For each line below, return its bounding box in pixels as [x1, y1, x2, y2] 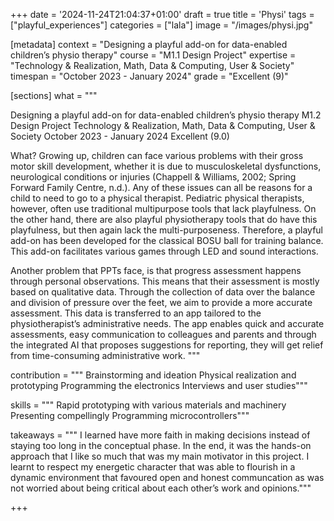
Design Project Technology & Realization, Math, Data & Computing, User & [10, 120, 316, 131]
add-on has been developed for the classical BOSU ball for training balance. [10, 235, 324, 246]
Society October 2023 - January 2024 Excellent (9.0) [10, 130, 230, 142]
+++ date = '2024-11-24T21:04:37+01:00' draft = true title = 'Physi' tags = [10, 9, 315, 20]
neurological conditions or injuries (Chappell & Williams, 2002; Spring [10, 171, 297, 183]
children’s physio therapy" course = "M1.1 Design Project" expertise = [10, 49, 297, 61]
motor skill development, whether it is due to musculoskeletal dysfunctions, [10, 160, 322, 172]
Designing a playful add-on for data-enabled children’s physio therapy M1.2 [10, 109, 322, 121]
